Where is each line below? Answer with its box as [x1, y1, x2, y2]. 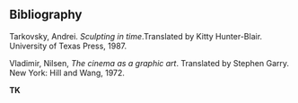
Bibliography [9, 7, 83, 22]
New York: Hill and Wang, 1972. [9, 67, 126, 78]
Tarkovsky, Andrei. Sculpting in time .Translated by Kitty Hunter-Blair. [9, 30, 263, 41]
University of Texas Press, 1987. [9, 40, 127, 51]
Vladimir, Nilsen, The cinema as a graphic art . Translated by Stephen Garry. [9, 57, 290, 68]
